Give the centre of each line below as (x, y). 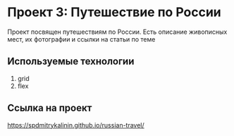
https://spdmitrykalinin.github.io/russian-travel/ (76, 125)
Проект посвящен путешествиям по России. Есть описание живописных (117, 32)
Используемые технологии (71, 62)
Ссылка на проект (50, 108)
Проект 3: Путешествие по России (115, 12)
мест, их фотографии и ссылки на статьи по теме (81, 39)
